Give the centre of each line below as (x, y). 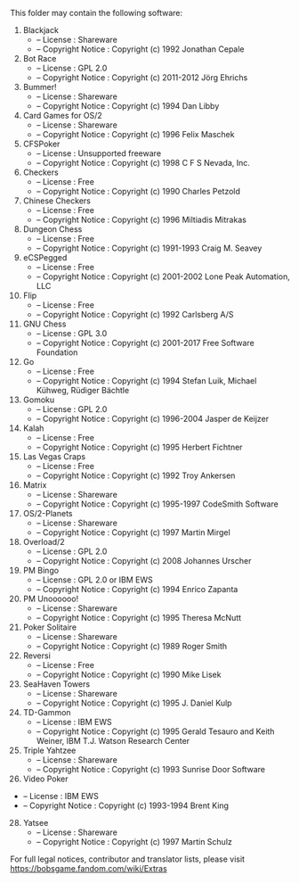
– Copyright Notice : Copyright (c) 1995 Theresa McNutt (139, 618)
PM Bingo (41, 570)
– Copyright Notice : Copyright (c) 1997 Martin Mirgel (133, 532)
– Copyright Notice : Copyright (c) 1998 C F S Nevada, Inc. (143, 163)
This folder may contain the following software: (97, 13)
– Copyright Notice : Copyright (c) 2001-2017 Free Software (145, 343)
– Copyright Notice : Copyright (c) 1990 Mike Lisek (129, 674)
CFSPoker (41, 144)
